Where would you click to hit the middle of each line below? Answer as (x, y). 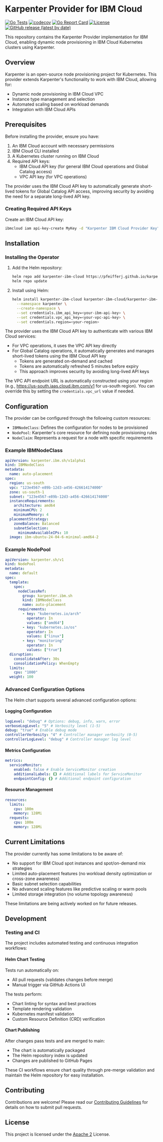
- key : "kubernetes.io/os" (50, 627)
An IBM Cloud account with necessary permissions (63, 146)
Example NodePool (28, 550)
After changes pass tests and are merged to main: (55, 1041)
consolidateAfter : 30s (37, 659)
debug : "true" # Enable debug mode (41, 730)
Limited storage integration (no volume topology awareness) (72, 894)
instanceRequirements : (32, 501)
